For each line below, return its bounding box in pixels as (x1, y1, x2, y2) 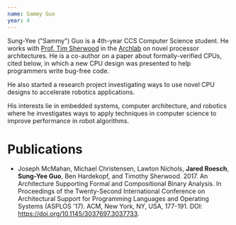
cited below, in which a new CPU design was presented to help (7, 59, 191, 67)
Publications (7, 141, 83, 157)
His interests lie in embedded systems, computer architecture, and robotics (7, 101, 227, 110)
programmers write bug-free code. (7, 67, 110, 75)
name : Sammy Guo (7, 10, 55, 18)
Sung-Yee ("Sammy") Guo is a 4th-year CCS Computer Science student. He (7, 36, 229, 45)
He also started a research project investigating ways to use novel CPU (7, 80, 215, 88)
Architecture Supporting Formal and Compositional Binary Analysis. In (17, 180, 222, 188)
